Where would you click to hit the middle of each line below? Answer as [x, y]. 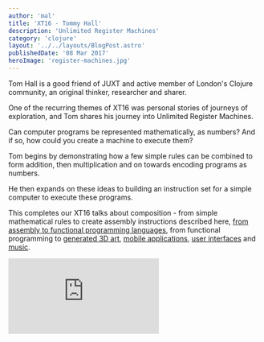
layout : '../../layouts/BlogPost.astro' [77, 46]
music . [19, 247]
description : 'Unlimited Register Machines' [84, 31]
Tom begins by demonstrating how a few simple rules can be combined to [130, 156]
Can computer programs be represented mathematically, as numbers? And [132, 132]
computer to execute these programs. [71, 197]
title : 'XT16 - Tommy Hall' [55, 23]
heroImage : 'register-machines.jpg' [69, 61]
